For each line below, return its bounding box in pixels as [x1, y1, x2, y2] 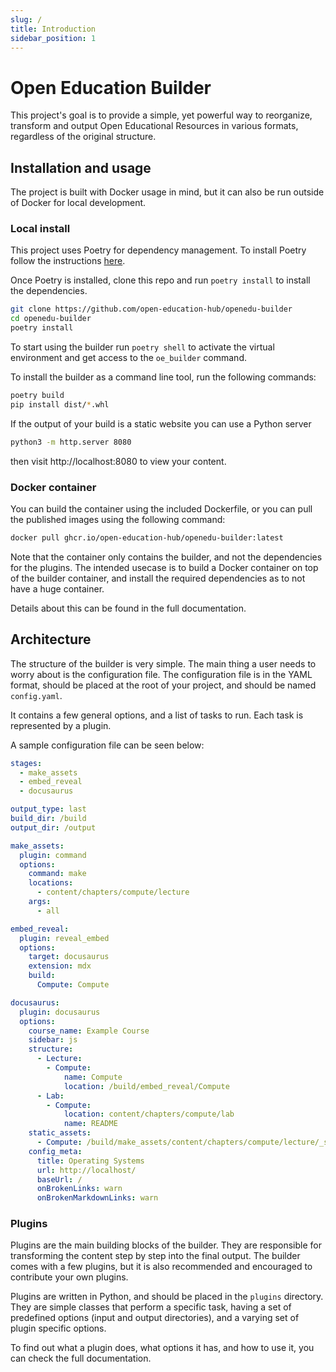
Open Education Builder [10, 76, 212, 99]
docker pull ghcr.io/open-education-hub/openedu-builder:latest [10, 532, 284, 543]
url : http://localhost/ [36, 1165, 137, 1175]
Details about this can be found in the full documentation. [10, 602, 247, 614]
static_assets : [28, 1128, 92, 1138]
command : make [28, 869, 87, 879]
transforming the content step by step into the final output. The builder [10, 1250, 301, 1262]
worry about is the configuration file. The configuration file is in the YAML [10, 668, 313, 680]
